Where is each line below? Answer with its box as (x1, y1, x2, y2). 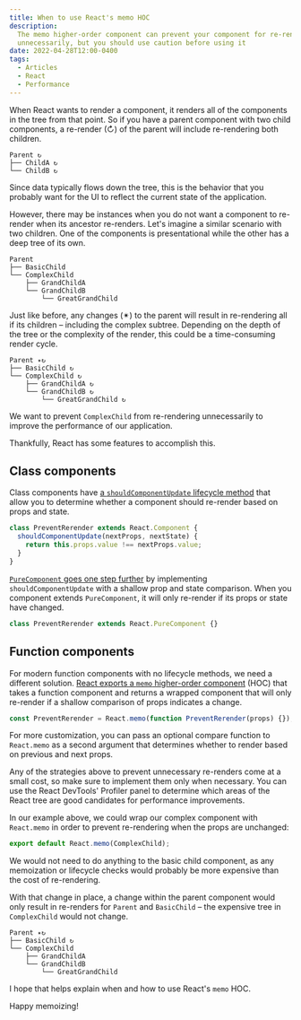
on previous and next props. (9, 749, 114, 760)
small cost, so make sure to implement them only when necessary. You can (9, 776, 287, 787)
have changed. (9, 602, 64, 613)
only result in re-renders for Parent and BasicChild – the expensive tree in (9, 902, 281, 912)
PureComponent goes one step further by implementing (9, 573, 208, 584)
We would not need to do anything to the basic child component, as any (9, 856, 275, 867)
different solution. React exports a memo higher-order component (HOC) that (9, 677, 288, 688)
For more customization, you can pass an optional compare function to (9, 730, 271, 741)
